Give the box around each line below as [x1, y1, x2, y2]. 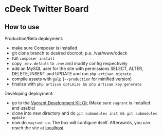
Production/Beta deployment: [4, 35, 64, 41]
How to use [4, 23, 39, 31]
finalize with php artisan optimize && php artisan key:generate [11, 81, 142, 87]
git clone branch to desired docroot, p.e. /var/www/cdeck [11, 50, 127, 56]
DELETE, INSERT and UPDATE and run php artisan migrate [11, 71, 131, 76]
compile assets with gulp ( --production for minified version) [11, 76, 132, 82]
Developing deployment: [4, 91, 54, 96]
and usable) [11, 105, 36, 111]
